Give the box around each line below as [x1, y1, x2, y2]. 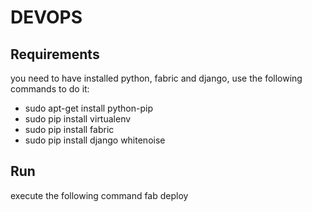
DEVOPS [10, 6, 83, 29]
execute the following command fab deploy [10, 189, 189, 201]
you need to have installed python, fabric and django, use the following [10, 72, 303, 84]
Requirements [10, 46, 100, 63]
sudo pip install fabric [24, 124, 115, 135]
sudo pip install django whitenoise [24, 134, 166, 146]
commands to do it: [10, 83, 90, 95]
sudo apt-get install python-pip [24, 102, 153, 114]
